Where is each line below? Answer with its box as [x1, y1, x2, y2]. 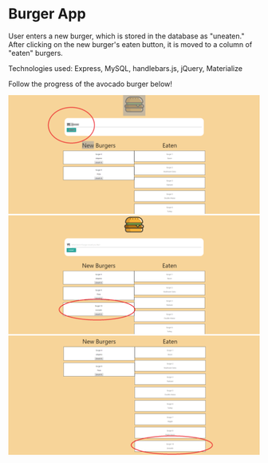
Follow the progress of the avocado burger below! [8, 79, 173, 89]
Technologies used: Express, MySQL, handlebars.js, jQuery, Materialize [8, 63, 243, 73]
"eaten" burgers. [8, 48, 64, 57]
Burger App [8, 5, 86, 23]
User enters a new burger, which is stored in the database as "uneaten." [8, 31, 245, 41]
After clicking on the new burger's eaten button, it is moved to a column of [8, 39, 253, 49]
